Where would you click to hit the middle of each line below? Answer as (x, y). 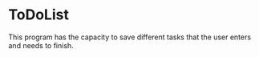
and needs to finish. (41, 45)
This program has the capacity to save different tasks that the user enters (129, 37)
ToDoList (39, 15)
